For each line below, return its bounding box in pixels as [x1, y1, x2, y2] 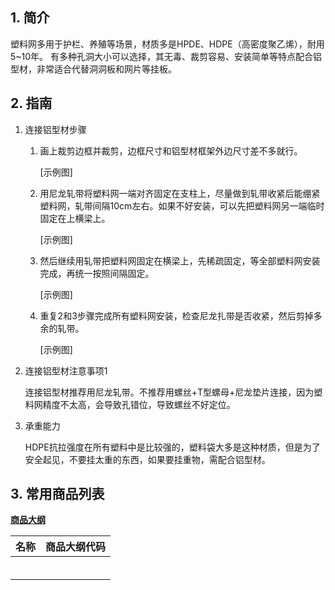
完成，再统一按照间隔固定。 [39, 267, 155, 279]
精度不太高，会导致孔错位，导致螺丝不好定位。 [42, 398, 236, 410]
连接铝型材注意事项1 [24, 364, 108, 377]
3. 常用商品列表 [10, 486, 105, 503]
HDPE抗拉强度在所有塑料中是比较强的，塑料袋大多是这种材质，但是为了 [24, 441, 321, 453]
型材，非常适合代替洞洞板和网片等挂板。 [10, 63, 177, 75]
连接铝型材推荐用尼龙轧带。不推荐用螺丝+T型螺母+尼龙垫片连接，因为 [24, 386, 315, 398]
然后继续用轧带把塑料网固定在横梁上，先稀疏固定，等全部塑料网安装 [39, 254, 321, 267]
